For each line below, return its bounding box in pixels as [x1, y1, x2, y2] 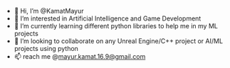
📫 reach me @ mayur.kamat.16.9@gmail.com [14, 52, 146, 60]
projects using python [14, 45, 78, 52]
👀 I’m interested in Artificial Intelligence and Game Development [14, 14, 202, 23]
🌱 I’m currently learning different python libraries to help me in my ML [14, 22, 219, 30]
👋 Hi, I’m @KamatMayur [14, 7, 84, 15]
